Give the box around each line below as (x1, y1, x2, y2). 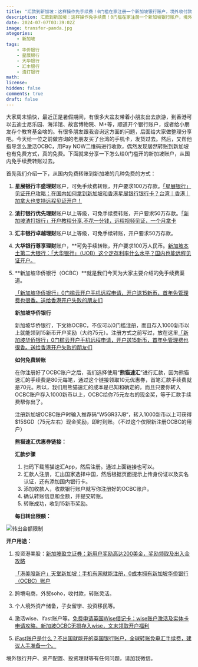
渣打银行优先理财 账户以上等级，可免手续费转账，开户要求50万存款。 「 (14, 210, 184, 217)
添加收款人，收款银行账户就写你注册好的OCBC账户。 (23, 485, 152, 492)
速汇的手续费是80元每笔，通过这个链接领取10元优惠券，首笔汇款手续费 (14, 376, 187, 383)
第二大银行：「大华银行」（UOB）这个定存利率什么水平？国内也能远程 (19, 249, 187, 256)
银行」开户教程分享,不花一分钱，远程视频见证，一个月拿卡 (35, 217, 177, 224)
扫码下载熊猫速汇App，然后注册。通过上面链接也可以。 (23, 463, 158, 470)
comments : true (6, 91, 44, 97)
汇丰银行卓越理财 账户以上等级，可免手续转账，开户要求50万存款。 (14, 229, 176, 236)
